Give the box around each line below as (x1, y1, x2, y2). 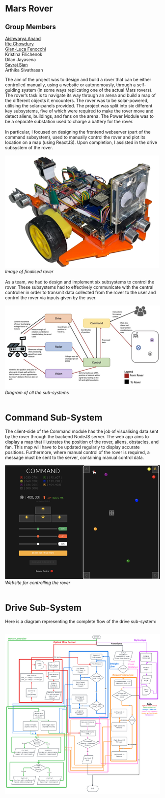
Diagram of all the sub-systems (5, 389, 69, 395)
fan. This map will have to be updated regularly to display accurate (5, 444, 140, 450)
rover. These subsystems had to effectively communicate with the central (5, 284, 154, 290)
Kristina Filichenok (5, 51, 43, 57)
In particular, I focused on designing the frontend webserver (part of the (5, 129, 151, 135)
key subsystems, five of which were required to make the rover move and (5, 108, 154, 114)
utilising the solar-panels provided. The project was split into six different (5, 103, 153, 108)
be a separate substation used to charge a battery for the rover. (5, 119, 134, 124)
